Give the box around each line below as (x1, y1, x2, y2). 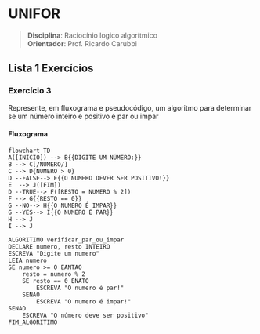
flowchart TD (8, 147, 51, 154)
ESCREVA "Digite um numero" (8, 249, 100, 257)
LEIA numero (8, 256, 47, 264)
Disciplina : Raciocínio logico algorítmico (27, 31, 158, 40)
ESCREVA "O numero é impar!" (36, 297, 132, 306)
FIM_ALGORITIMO (8, 318, 58, 326)
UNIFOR (8, 5, 61, 23)
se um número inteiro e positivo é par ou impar (8, 111, 159, 121)
